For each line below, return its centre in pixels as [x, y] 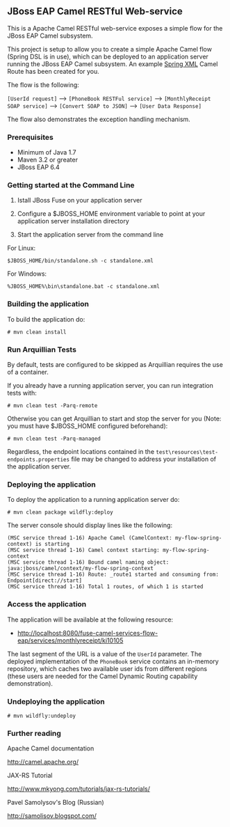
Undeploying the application [56, 701]
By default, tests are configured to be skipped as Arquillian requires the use [115, 364]
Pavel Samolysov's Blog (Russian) [56, 803]
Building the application [48, 304]
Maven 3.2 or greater [48, 160]
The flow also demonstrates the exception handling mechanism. [99, 119]
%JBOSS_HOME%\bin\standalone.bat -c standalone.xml [83, 287]
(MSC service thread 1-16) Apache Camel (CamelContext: [90, 538]
